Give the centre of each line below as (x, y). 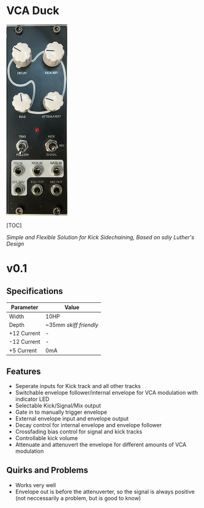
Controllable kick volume (47, 438)
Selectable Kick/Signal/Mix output (58, 405)
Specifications (35, 291)
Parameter (25, 307)
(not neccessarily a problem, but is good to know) (78, 498)
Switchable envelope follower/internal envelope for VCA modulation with (106, 393)
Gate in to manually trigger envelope (61, 412)
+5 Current (23, 350)
